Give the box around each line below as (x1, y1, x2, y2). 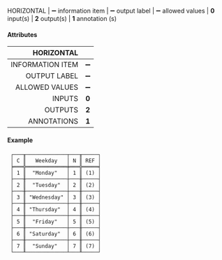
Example (7, 136, 34, 144)
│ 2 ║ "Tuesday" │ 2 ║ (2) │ (10, 182, 101, 189)
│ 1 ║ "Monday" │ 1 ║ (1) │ (10, 169, 101, 177)
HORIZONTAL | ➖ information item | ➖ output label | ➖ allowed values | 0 (7, 7, 215, 15)
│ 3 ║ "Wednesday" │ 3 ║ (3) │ (10, 194, 101, 201)
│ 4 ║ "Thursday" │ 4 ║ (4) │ (10, 206, 101, 213)
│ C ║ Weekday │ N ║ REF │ (10, 158, 101, 165)
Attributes (7, 30, 38, 38)
